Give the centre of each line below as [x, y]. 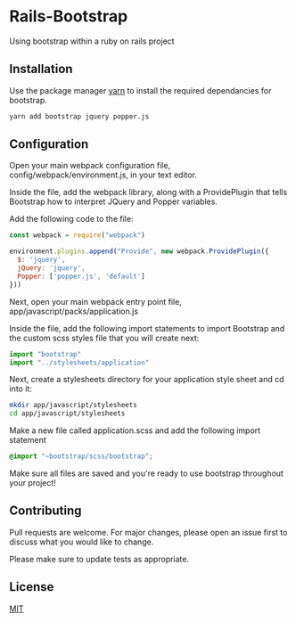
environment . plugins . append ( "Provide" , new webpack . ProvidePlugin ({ [139, 251]
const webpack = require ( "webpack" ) [77, 235]
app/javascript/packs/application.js [74, 311]
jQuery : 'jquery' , [52, 268]
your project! [33, 483]
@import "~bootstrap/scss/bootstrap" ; [81, 456]
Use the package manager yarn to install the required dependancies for [140, 90]
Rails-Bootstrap [69, 16]
